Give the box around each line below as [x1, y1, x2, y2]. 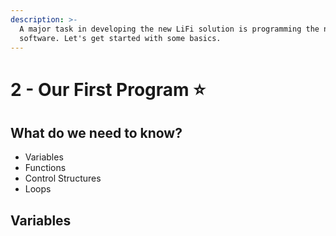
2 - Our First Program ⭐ [10, 78, 206, 101]
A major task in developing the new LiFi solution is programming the [19, 24, 320, 34]
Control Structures [24, 172, 102, 185]
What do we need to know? [10, 124, 183, 141]
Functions [24, 162, 67, 174]
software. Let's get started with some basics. [19, 33, 222, 43]
